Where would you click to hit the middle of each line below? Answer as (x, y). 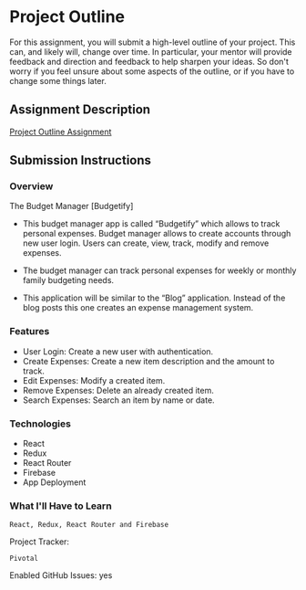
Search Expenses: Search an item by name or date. (119, 400)
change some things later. (58, 80)
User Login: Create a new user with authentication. (118, 351)
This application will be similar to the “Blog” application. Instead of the (154, 298)
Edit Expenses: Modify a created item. (94, 380)
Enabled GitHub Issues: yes (61, 575)
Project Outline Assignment (61, 132)
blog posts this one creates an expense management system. (138, 308)
